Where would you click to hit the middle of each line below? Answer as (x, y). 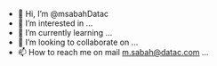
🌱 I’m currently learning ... (65, 33)
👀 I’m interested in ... (55, 23)
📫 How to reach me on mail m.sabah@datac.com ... (113, 52)
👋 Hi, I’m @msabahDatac (63, 14)
